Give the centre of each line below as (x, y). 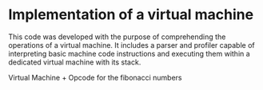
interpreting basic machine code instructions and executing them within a (129, 53)
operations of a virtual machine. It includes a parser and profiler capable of (131, 45)
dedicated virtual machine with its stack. (75, 62)
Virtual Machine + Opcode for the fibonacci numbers (95, 77)
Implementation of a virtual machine (131, 15)
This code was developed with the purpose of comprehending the (117, 37)
